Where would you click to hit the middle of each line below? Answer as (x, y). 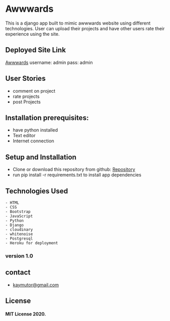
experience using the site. (32, 34)
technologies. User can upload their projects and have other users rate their (85, 28)
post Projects (27, 102)
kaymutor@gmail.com (36, 285)
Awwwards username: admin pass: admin (49, 62)
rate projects (26, 96)
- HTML (12, 203)
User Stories (26, 79)
